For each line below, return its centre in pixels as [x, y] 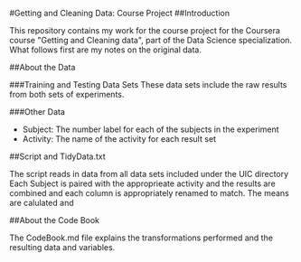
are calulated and [42, 203]
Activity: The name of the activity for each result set [119, 139]
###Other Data [38, 112]
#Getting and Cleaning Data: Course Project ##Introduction [120, 13]
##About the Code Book [55, 220]
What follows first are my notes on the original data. [105, 50]
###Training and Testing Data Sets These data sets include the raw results [148, 84]
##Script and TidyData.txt [57, 156]
